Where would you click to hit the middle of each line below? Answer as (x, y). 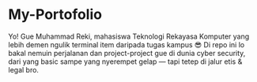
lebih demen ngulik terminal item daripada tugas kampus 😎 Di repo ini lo (127, 44)
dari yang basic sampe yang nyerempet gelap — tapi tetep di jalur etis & (125, 61)
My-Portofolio (55, 15)
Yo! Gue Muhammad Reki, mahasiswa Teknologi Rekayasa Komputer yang (129, 36)
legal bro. (24, 69)
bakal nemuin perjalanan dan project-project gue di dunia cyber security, (127, 53)
